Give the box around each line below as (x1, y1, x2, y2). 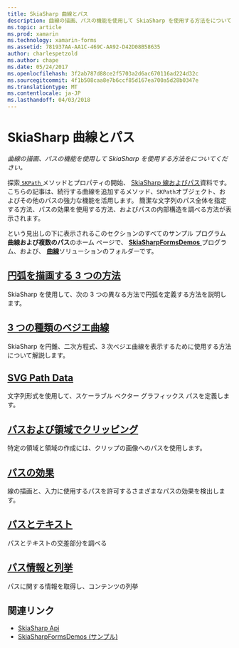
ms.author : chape (7, 57, 59, 64)
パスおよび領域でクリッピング (7, 423, 139, 435)
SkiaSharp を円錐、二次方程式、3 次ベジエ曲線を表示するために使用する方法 (7, 342, 232, 350)
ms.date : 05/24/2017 (7, 63, 69, 70)
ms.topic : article (7, 23, 62, 31)
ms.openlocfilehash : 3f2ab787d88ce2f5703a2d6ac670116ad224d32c (7, 70, 199, 77)
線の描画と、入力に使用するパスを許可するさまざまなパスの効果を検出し (7, 487, 219, 495)
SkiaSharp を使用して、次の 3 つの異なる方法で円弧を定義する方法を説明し (7, 290, 227, 298)
